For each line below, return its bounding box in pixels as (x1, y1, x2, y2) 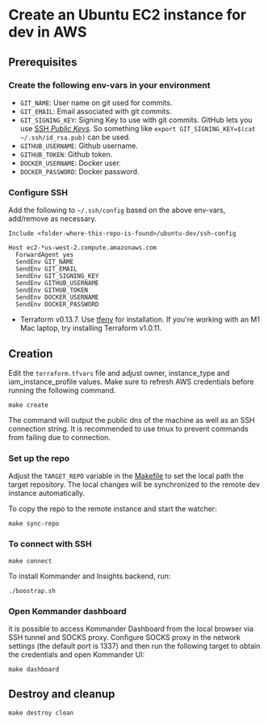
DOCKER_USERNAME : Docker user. (19, 158, 121, 168)
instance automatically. (8, 488, 86, 498)
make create (8, 401, 48, 409)
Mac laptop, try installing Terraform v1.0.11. (19, 323, 162, 333)
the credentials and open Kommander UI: (8, 650, 145, 659)
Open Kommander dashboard (8, 605, 127, 616)
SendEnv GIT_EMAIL (15, 265, 78, 273)
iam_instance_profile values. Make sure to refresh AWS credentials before (8, 377, 254, 386)
